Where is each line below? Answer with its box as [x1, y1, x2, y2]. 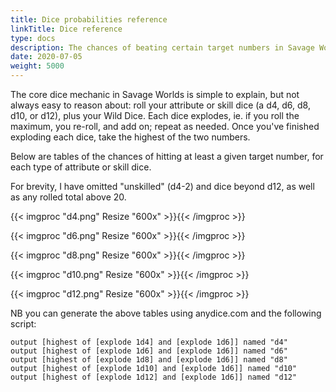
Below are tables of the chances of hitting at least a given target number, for [10, 151, 324, 162]
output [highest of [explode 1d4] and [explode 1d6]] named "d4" [10, 337, 288, 347]
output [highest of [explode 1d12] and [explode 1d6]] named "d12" [10, 372, 298, 382]
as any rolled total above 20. [10, 191, 127, 203]
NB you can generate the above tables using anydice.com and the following [10, 307, 322, 319]
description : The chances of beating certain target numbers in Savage [10, 42, 315, 53]
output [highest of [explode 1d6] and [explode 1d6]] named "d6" [10, 346, 288, 356]
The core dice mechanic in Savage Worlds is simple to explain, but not [10, 89, 300, 100]
